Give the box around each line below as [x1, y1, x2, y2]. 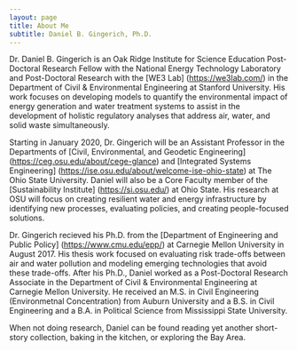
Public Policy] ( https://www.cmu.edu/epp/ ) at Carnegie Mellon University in [9, 239, 285, 250]
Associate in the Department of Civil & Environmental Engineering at [9, 277, 258, 288]
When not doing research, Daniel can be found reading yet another [9, 323, 254, 333]
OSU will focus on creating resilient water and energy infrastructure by [9, 194, 268, 204]
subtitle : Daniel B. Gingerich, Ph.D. [9, 29, 152, 38]
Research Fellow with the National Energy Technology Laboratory [42, 63, 282, 74]
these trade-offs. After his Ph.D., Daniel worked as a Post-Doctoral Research [9, 267, 288, 278]
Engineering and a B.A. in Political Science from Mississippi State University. [9, 306, 288, 316]
